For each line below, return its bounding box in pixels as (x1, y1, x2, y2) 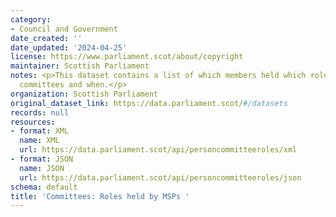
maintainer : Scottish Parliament (10, 61, 150, 71)
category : (10, 14, 52, 25)
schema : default (10, 182, 78, 192)
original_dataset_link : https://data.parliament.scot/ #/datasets (10, 98, 288, 108)
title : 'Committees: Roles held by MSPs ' (10, 191, 190, 201)
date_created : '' (10, 33, 83, 43)
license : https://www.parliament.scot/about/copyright (10, 52, 244, 62)
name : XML (19, 136, 60, 146)
